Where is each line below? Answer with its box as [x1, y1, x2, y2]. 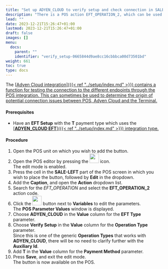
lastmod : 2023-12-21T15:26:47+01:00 [5, 26, 82, 31]
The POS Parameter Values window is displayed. [12, 206, 114, 212]
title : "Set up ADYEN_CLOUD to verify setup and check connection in [5, 7, 154, 13]
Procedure [5, 137, 28, 143]
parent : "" [14, 49, 37, 54]
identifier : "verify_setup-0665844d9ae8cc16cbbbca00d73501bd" [14, 54, 147, 59]
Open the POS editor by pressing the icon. [12, 158, 110, 164]
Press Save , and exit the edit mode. [12, 254, 86, 260]
